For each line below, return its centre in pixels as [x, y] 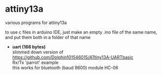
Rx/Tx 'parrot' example [35, 62]
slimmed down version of [38, 52]
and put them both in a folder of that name [48, 37]
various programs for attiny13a [36, 23]
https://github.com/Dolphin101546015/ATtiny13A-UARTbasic [73, 57]
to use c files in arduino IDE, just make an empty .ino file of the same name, [81, 32]
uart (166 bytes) [29, 47]
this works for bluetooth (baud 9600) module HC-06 [65, 68]
